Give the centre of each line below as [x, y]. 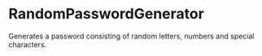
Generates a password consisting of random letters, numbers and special [131, 36]
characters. [28, 44]
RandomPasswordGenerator [107, 14]
